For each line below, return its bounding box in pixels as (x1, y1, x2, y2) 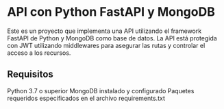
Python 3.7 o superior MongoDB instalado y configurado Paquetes (7, 86, 195, 95)
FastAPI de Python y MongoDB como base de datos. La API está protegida (7, 34, 217, 42)
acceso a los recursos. (7, 49, 71, 57)
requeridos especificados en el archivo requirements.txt (7, 94, 166, 102)
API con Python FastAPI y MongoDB (7, 4, 216, 20)
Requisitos (7, 69, 53, 80)
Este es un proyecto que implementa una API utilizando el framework (7, 27, 202, 35)
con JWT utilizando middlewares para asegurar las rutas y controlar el (7, 41, 206, 49)
